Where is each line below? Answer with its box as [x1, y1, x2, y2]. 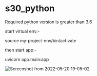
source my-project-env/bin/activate [5, 37, 77, 44]
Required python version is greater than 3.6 [5, 19, 93, 25]
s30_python [5, 3, 55, 14]
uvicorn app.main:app [5, 56, 49, 62]
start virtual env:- [5, 28, 40, 34]
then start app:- [5, 47, 37, 53]
